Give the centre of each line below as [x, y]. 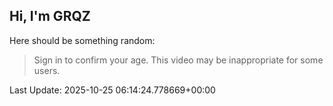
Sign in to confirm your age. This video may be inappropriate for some [178, 60]
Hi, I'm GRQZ [50, 16]
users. [47, 70]
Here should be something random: [82, 40]
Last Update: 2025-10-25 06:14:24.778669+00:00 [112, 90]
